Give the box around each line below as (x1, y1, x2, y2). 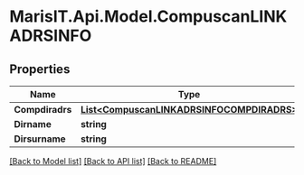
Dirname (14, 118, 52, 130)
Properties (9, 61, 71, 77)
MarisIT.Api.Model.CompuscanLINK (9, 6, 288, 27)
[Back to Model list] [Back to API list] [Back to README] (9, 156, 217, 166)
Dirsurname (14, 133, 66, 145)
